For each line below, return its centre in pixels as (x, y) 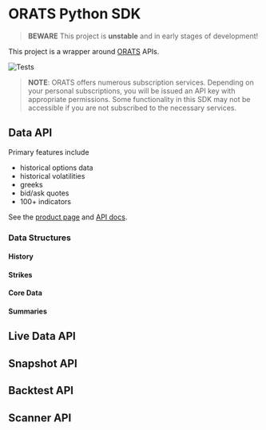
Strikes (20, 274)
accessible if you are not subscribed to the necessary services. (132, 108)
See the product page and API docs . (68, 217)
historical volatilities (52, 176)
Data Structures (40, 238)
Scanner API (40, 418)
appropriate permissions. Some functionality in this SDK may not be (139, 99)
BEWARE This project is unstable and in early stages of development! (143, 36)
